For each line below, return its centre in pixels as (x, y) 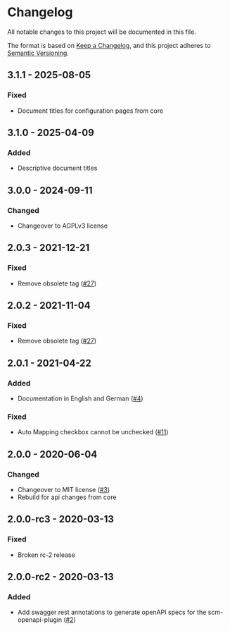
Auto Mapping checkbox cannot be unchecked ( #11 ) (93, 432)
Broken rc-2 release (46, 555)
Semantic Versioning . (38, 53)
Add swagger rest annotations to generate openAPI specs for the (112, 612)
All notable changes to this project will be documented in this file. (102, 32)
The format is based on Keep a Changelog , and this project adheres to (109, 45)
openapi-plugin (39, 620)
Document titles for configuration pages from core (90, 111)
